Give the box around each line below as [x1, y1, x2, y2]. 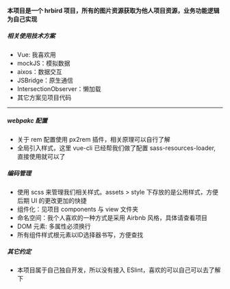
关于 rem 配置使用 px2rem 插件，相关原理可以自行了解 [16, 135, 170, 143]
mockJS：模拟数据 [16, 59, 71, 67]
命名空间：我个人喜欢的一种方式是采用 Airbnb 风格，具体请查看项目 [16, 213, 207, 222]
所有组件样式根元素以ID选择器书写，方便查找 [16, 230, 144, 239]
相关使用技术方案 [7, 32, 55, 40]
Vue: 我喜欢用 [16, 50, 56, 58]
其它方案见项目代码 [16, 93, 72, 101]
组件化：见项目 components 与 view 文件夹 [16, 205, 139, 213]
